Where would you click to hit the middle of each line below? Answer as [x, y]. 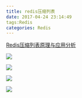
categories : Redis [28, 28]
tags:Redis [19, 22]
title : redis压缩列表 [31, 11]
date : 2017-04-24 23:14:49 [39, 17]
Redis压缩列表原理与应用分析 [41, 45]
